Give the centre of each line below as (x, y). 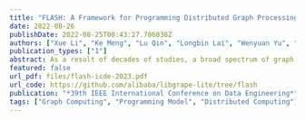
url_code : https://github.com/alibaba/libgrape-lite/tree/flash (133, 85)
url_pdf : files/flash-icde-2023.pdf (79, 77)
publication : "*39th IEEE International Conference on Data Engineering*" (154, 93)
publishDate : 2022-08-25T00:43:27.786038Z (91, 34)
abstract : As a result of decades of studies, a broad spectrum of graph (152, 60)
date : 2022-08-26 (42, 26)
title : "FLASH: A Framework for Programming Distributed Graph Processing (154, 18)
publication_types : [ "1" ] (58, 51)
